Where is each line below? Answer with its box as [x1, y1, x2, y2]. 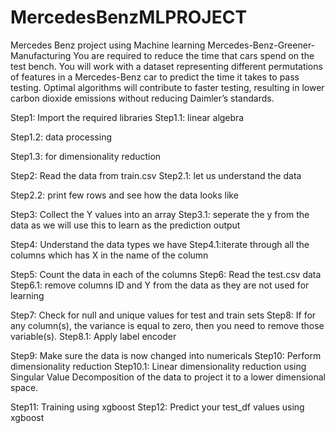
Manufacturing [10, 49, 72, 61]
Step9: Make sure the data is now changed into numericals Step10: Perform [10, 349, 322, 361]
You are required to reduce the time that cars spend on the [73, 49, 315, 61]
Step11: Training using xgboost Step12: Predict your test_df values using [10, 401, 305, 413]
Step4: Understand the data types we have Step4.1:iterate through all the [10, 238, 310, 250]
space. [10, 381, 39, 393]
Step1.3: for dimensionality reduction [10, 150, 162, 162]
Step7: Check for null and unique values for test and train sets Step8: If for [10, 309, 317, 321]
